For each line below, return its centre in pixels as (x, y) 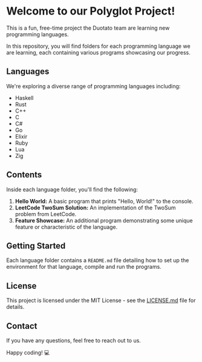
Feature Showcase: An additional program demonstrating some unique (104, 220)
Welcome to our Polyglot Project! (91, 11)
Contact (22, 326)
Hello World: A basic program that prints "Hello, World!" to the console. (104, 201)
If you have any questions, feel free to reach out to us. (73, 341)
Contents (24, 175)
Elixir (21, 136)
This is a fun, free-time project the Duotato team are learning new (88, 28)
